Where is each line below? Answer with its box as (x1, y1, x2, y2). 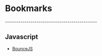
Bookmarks (5, 3, 52, 14)
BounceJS (12, 45, 33, 51)
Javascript (5, 33, 38, 41)
